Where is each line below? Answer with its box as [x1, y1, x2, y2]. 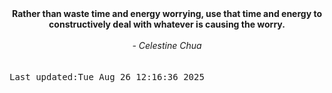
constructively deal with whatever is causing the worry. [48, 18, 286, 30]
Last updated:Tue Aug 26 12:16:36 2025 [9, 72, 205, 82]
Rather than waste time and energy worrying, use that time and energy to [12, 8, 322, 19]
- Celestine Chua [132, 40, 202, 51]
